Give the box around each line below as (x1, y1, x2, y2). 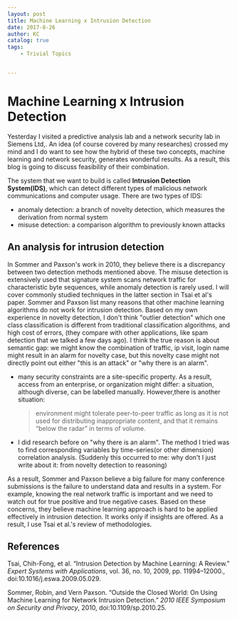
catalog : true (7, 37, 50, 44)
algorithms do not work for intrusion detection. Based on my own (7, 305, 198, 314)
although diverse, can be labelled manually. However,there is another (17, 387, 221, 396)
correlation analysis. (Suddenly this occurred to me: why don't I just (17, 453, 216, 461)
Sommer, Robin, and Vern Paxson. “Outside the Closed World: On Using (7, 588, 218, 597)
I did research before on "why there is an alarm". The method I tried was (17, 438, 230, 446)
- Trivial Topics (20, 51, 72, 58)
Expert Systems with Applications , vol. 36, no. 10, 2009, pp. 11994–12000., (7, 567, 226, 575)
